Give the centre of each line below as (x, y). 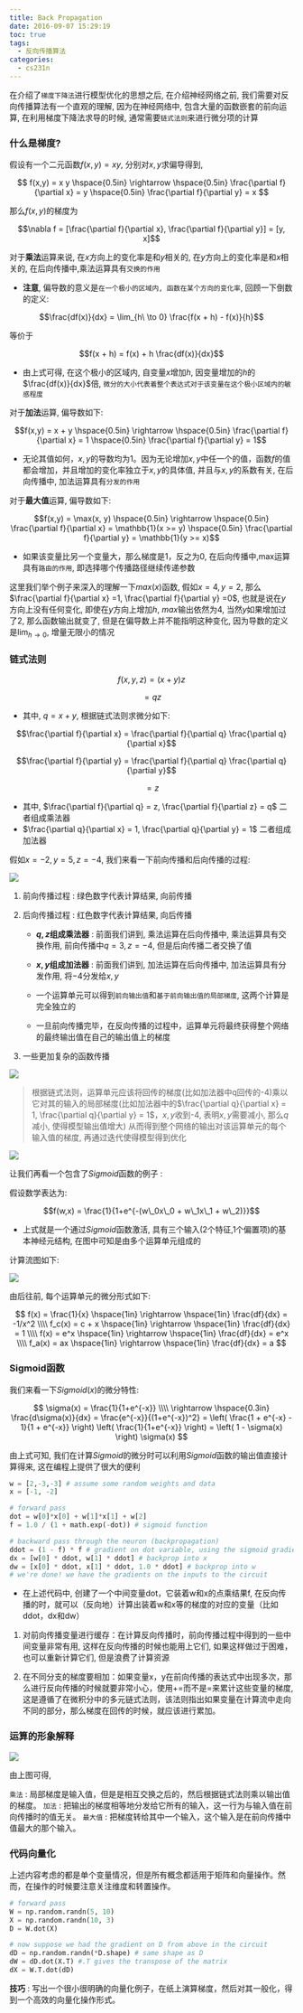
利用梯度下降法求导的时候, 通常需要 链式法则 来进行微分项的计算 (144, 117)
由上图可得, (31, 1774)
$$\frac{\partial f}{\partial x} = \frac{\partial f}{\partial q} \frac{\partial (147, 734)
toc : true (28, 34)
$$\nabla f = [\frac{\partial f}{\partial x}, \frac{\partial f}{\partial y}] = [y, (151, 229)
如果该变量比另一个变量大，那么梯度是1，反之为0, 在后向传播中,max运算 (156, 557)
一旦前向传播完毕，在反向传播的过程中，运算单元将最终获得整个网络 (162, 1025)
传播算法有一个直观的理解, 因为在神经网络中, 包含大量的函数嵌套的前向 (148, 106)
